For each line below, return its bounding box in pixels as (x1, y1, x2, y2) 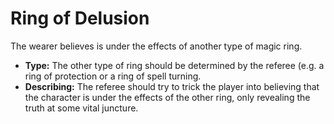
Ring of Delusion (10, 7, 150, 30)
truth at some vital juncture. (24, 102, 139, 114)
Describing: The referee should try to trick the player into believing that (24, 80, 320, 92)
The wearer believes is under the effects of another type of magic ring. (10, 40, 303, 52)
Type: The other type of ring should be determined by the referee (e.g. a (24, 59, 325, 71)
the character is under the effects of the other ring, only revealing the (24, 91, 311, 103)
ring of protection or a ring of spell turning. (24, 70, 202, 82)
